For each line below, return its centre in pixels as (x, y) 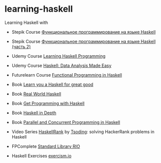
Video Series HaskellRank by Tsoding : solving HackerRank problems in (83, 132)
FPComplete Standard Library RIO (46, 146)
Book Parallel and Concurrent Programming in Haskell (66, 122)
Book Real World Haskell (36, 94)
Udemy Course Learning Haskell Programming (58, 56)
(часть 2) (21, 46)
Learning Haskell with (26, 22)
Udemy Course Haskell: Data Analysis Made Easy (61, 65)
